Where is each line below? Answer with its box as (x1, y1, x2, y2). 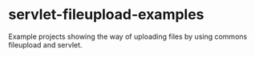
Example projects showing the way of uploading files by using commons (8, 32, 248, 41)
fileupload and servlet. (8, 40, 83, 49)
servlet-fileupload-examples (8, 6, 204, 24)
